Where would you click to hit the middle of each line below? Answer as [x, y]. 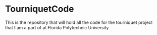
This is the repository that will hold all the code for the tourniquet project [79, 22]
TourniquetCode [40, 9]
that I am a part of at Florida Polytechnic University [57, 27]
